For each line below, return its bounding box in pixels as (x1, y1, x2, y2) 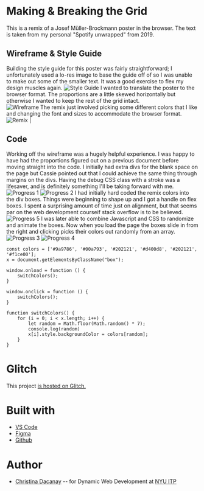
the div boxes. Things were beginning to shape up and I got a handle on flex (6, 195, 197, 203)
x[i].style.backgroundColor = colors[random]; (28, 331, 149, 337)
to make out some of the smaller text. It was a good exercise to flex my (6, 77, 184, 85)
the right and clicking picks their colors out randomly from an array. (6, 228, 175, 235)
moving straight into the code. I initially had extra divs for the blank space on (6, 163, 199, 170)
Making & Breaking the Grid (6, 4, 148, 18)
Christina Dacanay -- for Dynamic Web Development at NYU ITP (15, 478, 177, 485)
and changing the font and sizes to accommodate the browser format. (6, 110, 182, 117)
